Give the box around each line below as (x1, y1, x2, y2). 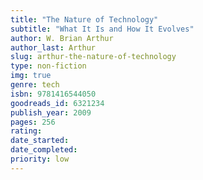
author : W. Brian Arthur (10, 33, 114, 43)
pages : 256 (10, 117, 56, 127)
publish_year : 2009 (10, 107, 92, 118)
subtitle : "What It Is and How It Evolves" (10, 24, 195, 34)
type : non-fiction (10, 61, 87, 71)
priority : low (10, 154, 70, 164)
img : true (10, 71, 52, 81)
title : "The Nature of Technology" (10, 14, 159, 25)
